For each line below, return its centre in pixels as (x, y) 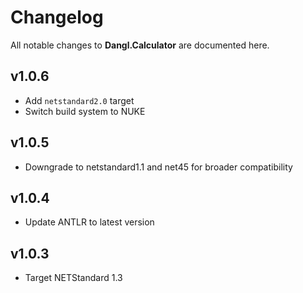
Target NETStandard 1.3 (73, 278)
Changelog (57, 17)
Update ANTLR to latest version (89, 222)
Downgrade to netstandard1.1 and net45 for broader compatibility (158, 167)
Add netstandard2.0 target (79, 100)
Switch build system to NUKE (85, 111)
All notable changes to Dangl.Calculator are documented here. (140, 45)
